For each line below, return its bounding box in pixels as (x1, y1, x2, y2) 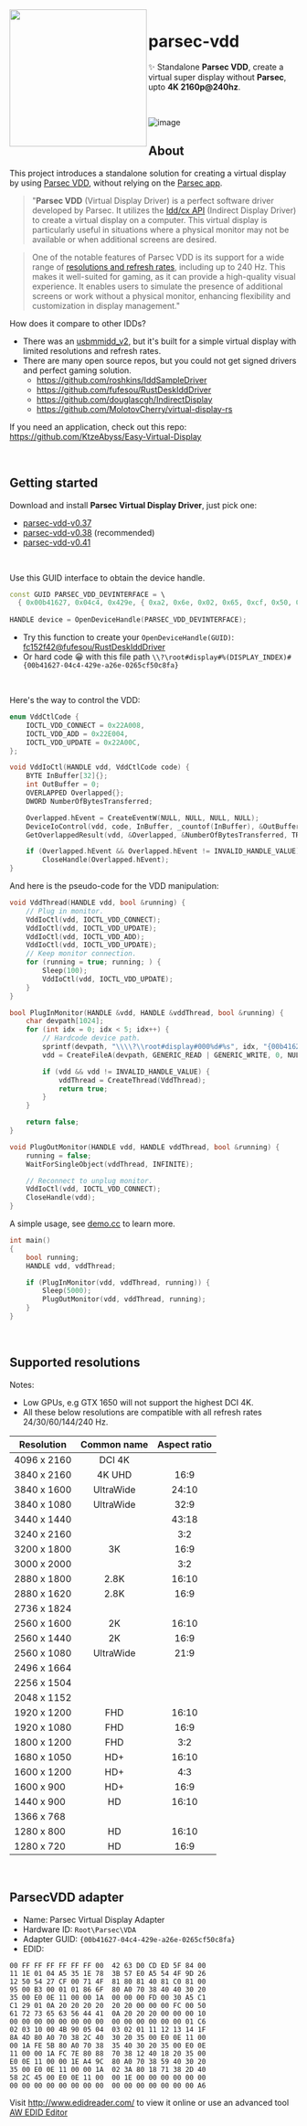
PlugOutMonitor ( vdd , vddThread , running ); (42, 1295, 206, 1304)
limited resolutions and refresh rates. (22, 345, 162, 356)
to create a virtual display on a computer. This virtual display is (31, 214, 268, 225)
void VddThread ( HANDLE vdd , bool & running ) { (9, 898, 185, 908)
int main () (9, 1236, 51, 1245)
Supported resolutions (9, 1355, 141, 1371)
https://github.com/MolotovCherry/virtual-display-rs (36, 403, 233, 414)
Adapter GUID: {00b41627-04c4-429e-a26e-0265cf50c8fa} (22, 1933, 236, 1944)
